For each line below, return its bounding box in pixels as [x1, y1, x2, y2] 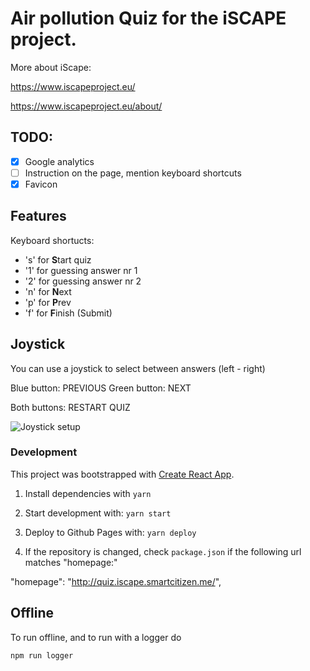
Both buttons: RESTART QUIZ [10, 401, 131, 413]
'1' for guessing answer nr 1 [24, 264, 138, 276]
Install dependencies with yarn [24, 487, 152, 499]
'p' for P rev [24, 296, 72, 308]
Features [10, 208, 67, 225]
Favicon [24, 178, 58, 190]
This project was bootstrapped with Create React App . [10, 468, 235, 480]
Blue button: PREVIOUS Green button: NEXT [10, 382, 192, 394]
